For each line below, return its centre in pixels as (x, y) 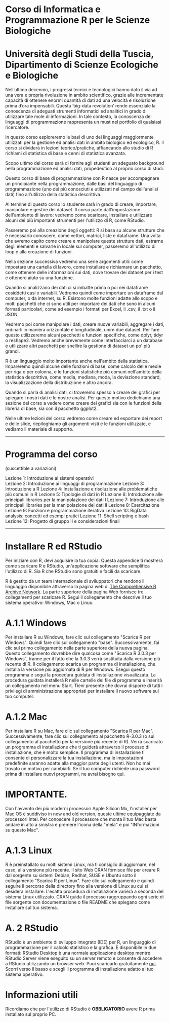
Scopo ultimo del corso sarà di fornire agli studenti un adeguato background (85, 163)
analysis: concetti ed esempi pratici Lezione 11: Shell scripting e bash (77, 516)
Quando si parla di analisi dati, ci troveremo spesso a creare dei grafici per (83, 392)
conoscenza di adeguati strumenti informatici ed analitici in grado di (76, 111)
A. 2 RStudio (32, 928)
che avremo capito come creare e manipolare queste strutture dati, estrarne (84, 241)
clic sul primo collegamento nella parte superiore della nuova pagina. (77, 648)
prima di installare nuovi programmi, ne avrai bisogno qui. (65, 774)
